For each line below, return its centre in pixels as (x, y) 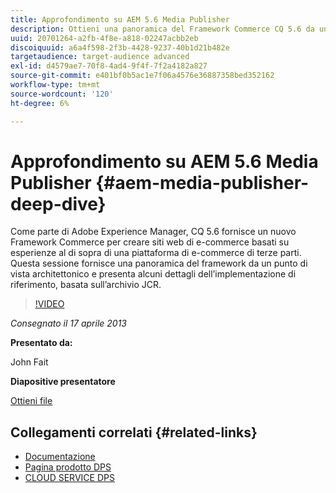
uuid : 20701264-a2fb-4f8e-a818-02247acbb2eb (104, 38)
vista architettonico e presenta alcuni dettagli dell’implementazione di (153, 274)
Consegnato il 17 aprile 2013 (68, 323)
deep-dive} (58, 203)
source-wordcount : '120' (62, 94)
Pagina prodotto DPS (68, 467)
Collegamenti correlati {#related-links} (134, 432)
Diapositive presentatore (63, 382)
